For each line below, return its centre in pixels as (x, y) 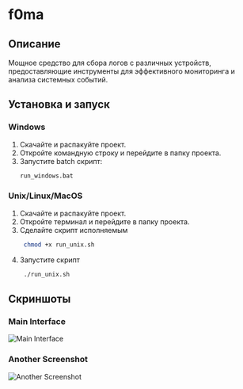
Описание (34, 44)
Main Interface (37, 321)
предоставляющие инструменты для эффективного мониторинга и (121, 71)
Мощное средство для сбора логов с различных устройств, (110, 63)
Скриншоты (40, 299)
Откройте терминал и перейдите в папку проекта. (104, 221)
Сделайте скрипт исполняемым (74, 230)
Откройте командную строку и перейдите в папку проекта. (120, 153)
